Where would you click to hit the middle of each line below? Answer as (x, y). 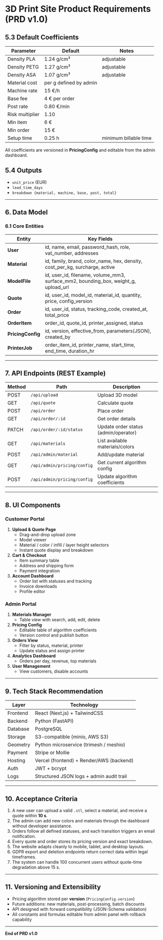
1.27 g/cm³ (57, 67)
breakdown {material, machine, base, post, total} (64, 193)
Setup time (20, 138)
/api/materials (48, 444)
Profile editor (32, 591)
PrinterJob (20, 348)
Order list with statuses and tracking (56, 581)
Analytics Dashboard (34, 656)
